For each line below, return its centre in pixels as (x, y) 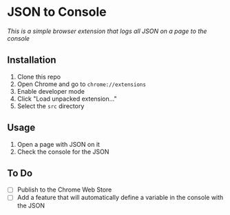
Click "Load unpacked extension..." (67, 99)
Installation (32, 60)
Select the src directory (51, 106)
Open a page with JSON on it (58, 144)
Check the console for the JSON (63, 152)
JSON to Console (57, 12)
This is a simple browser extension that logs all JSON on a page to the (107, 31)
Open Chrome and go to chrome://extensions (82, 84)
